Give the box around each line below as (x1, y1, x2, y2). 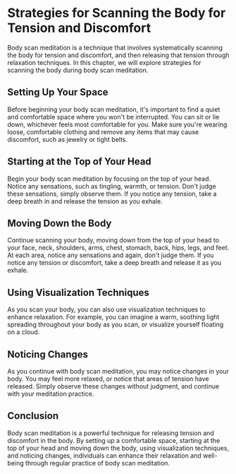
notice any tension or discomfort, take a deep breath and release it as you (7, 259, 222, 267)
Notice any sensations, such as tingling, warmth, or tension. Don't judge (7, 182, 216, 190)
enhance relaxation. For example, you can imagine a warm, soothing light (7, 313, 220, 321)
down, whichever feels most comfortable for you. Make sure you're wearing (7, 120, 228, 129)
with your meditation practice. (7, 390, 94, 398)
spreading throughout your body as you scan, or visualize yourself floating (7, 320, 224, 329)
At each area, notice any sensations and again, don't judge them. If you (7, 251, 214, 259)
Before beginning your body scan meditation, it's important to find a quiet (7, 105, 221, 114)
